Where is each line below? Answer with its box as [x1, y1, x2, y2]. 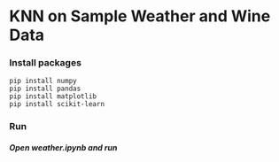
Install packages [9, 57, 82, 69]
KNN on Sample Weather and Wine [9, 6, 271, 27]
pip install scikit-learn [9, 100, 105, 109]
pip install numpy [9, 77, 77, 86]
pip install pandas [9, 84, 81, 94]
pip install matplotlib [9, 92, 97, 101]
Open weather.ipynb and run [9, 143, 118, 152]
